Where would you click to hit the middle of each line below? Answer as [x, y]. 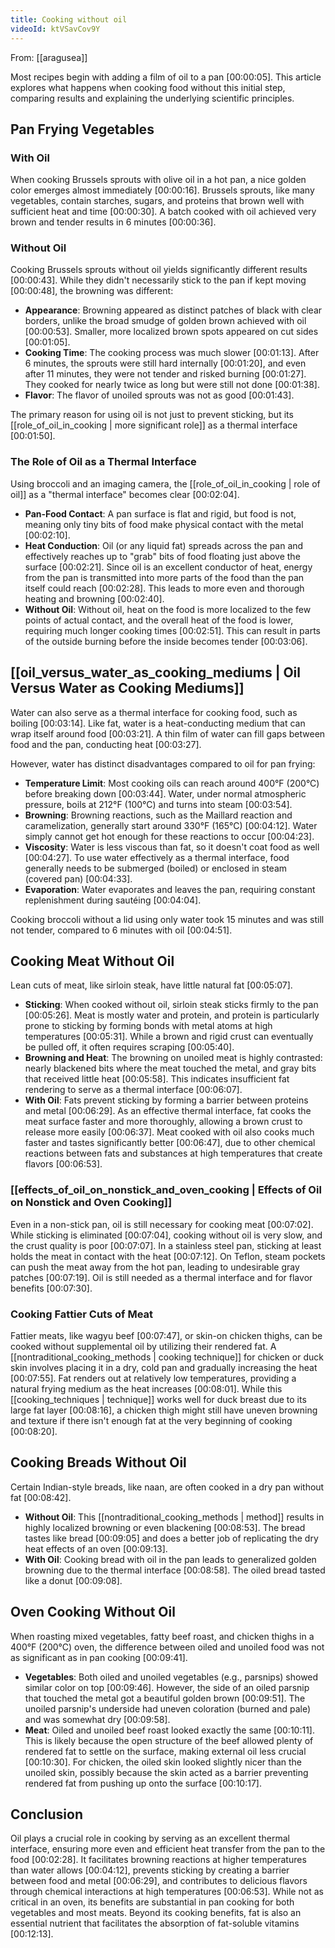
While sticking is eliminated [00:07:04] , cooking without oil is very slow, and [166, 1235]
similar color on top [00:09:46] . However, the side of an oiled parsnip [167, 1687]
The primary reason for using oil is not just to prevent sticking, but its [152, 415]
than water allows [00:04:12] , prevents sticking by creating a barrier [150, 1870]
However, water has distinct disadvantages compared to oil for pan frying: [163, 763]
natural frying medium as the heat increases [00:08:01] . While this [146, 1389]
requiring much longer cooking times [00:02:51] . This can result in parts [172, 630]
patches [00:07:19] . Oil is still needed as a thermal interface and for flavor [161, 1277]
